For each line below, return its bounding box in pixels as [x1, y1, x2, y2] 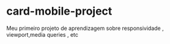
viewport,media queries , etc [6, 31, 78, 38]
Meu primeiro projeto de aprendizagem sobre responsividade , [6, 24, 164, 32]
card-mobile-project [6, 4, 113, 18]
